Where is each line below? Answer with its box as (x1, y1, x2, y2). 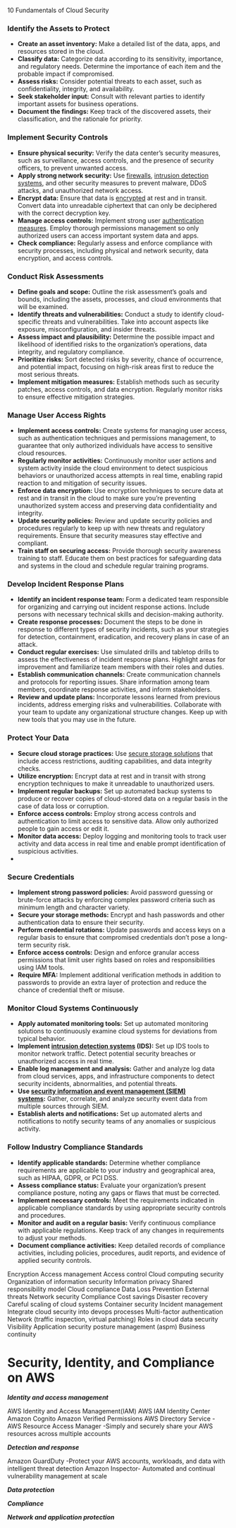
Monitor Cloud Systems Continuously (7, 1003, 139, 1013)
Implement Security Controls (7, 132, 108, 142)
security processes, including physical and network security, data (17, 246, 209, 255)
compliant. (17, 539, 49, 547)
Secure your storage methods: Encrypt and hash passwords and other (17, 911, 225, 919)
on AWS (7, 1370, 55, 1385)
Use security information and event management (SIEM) (17, 1087, 187, 1095)
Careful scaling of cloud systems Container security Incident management (7, 1300, 223, 1308)
